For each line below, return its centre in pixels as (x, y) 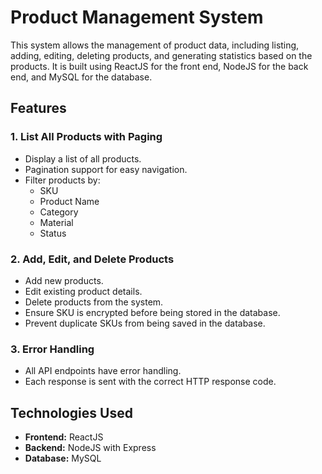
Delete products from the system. (94, 302)
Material (56, 222)
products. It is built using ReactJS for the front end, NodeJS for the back (159, 66)
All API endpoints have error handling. (103, 371)
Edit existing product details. (83, 291)
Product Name (69, 201)
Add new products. (64, 280)
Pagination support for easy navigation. (106, 169)
